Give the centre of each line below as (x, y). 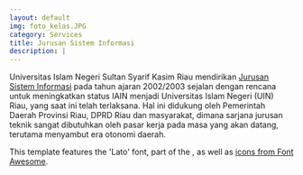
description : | (38, 51)
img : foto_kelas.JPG (48, 26)
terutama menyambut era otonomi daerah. (88, 134)
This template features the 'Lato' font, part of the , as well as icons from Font (151, 152)
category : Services (46, 34)
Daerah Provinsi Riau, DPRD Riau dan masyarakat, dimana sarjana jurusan (146, 115)
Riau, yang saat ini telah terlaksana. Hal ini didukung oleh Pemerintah (138, 106)
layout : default (40, 18)
